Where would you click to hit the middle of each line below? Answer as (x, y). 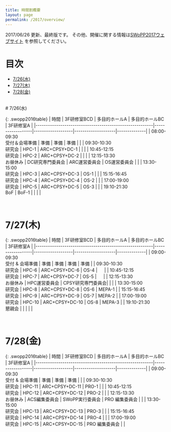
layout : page (19, 15)
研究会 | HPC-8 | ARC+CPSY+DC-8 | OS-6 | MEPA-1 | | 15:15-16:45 (75, 289)
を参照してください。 (47, 41)
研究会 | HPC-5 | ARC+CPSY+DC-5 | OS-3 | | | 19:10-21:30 (67, 187)
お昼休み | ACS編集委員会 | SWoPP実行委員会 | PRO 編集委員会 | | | (76, 399)
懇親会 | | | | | (19, 309)
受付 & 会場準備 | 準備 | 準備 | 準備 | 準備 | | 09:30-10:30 (64, 264)
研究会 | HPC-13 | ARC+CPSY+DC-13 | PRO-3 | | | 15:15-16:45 (70, 411)
